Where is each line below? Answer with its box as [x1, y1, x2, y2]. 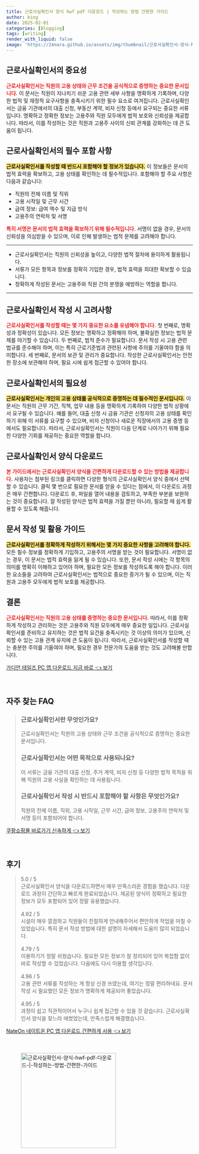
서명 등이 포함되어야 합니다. [20, 814, 85, 821]
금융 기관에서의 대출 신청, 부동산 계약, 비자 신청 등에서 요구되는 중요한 [17, 105, 178, 112]
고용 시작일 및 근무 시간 [14, 197, 69, 205]
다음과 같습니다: [6, 178, 43, 185]
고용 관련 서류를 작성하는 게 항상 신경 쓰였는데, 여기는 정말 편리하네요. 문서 [20, 979, 193, 987]
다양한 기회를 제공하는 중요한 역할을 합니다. [12, 432, 113, 440]
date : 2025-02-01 [6, 20, 49, 26]
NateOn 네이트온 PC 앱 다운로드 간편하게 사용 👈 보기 [6, 1027, 131, 1034]
